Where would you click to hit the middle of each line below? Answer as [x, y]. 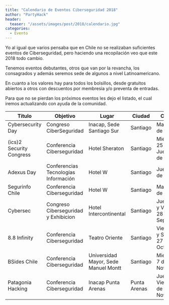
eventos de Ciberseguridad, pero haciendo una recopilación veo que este [81, 53]
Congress [19, 155]
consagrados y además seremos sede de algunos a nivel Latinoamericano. [83, 73]
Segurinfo [19, 187]
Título [24, 116]
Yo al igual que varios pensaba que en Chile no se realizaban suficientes [80, 48]
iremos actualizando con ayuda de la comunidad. [56, 103]
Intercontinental [107, 214]
